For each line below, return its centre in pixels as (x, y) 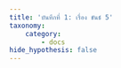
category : (44, 34)
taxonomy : (28, 26)
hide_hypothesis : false (53, 50)
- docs (53, 42)
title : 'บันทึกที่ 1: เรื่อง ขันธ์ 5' (61, 17)
